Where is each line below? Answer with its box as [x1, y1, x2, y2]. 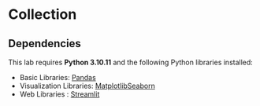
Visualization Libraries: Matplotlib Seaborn [19, 81, 155, 90]
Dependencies [8, 37, 81, 50]
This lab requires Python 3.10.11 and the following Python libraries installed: [8, 57, 254, 67]
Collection [8, 5, 77, 24]
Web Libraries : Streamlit [19, 90, 100, 99]
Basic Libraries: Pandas [19, 73, 96, 82]
